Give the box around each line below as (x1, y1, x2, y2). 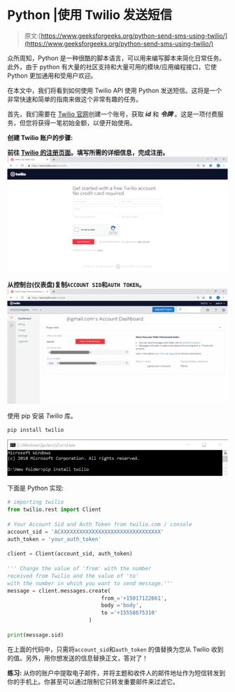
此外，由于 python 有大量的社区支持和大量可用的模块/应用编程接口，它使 (7, 62, 217, 71)
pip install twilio (7, 427, 64, 434)
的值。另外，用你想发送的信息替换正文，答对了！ (7, 654, 148, 662)
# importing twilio (7, 499, 64, 506)
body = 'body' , (101, 602, 142, 609)
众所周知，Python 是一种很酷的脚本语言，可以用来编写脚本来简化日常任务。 (7, 54, 226, 62)
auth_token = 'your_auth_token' (7, 535, 101, 543)
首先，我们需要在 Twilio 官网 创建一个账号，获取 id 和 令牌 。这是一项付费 (7, 110, 218, 118)
